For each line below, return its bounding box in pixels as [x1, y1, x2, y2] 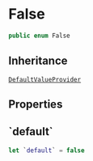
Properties [8, 98, 63, 112]
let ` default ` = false [8, 146, 85, 155]
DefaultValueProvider [8, 75, 82, 83]
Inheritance [8, 54, 68, 68]
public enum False [8, 32, 70, 40]
